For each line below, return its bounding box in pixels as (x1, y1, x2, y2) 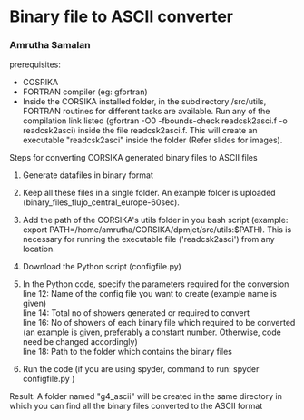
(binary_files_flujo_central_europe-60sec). (22, 197, 180, 208)
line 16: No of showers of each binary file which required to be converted (22, 317, 296, 328)
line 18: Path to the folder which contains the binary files (22, 347, 233, 357)
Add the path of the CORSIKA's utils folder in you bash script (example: (22, 215, 289, 226)
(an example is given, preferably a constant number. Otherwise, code (22, 327, 281, 337)
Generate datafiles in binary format (22, 170, 154, 181)
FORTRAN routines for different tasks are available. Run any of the (22, 106, 270, 117)
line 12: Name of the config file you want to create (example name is (22, 288, 277, 299)
